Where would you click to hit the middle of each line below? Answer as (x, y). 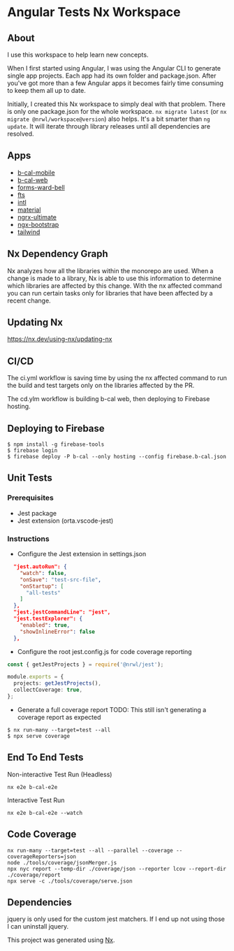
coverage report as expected (59, 717)
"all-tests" (43, 593)
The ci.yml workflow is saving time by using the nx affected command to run (117, 378)
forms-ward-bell (41, 187)
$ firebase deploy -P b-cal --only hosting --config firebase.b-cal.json (117, 457)
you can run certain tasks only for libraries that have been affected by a (110, 293)
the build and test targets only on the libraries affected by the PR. (101, 386)
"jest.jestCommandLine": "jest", (62, 612)
